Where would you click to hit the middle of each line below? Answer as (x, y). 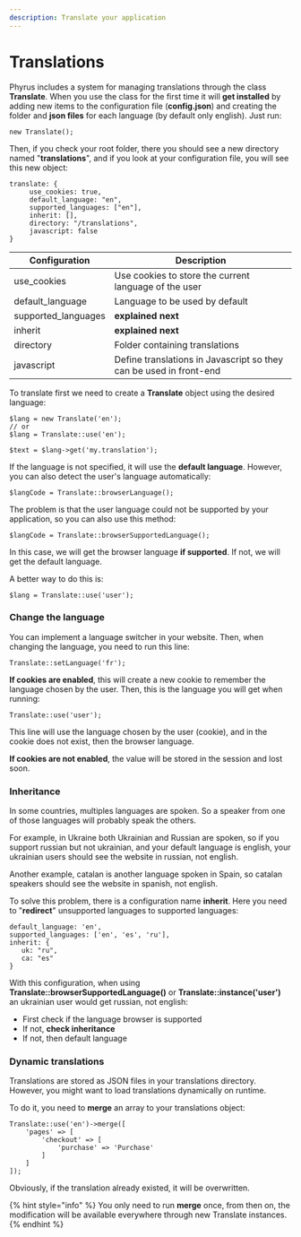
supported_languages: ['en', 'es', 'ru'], (90, 935)
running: (25, 698)
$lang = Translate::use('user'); (72, 595)
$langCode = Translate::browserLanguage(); (92, 493)
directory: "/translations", (84, 223)
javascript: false (64, 231)
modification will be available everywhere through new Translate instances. (148, 1215)
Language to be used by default (181, 301)
